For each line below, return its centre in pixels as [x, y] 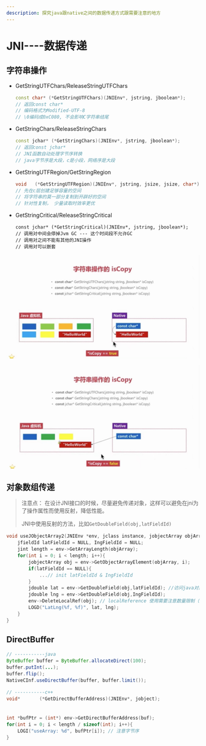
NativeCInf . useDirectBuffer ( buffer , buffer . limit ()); [77, 680]
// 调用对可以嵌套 [36, 247]
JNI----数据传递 [47, 46]
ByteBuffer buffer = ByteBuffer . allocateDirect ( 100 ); [77, 661]
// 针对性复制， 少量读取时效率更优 [55, 204]
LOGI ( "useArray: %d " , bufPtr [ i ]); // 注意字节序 [78, 731]
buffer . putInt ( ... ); [33, 667]
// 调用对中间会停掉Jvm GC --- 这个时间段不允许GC [74, 234]
